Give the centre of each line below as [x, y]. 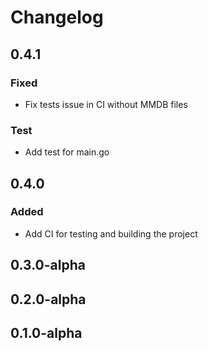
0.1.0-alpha [46, 333]
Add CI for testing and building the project [111, 233]
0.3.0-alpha [48, 265]
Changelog [57, 17]
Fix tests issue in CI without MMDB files [106, 104]
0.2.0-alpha [48, 299]
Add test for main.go [67, 152]
